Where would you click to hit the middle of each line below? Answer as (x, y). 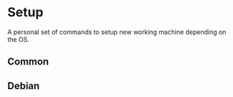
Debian (24, 86)
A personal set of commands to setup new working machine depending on (117, 32)
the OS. (19, 39)
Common (28, 62)
